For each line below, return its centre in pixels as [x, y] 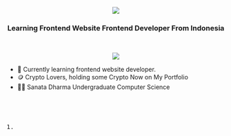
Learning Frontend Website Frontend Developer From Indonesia [116, 28]
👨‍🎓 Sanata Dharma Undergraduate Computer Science [93, 87]
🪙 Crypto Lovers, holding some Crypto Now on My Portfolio [102, 77]
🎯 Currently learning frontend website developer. [87, 70]
